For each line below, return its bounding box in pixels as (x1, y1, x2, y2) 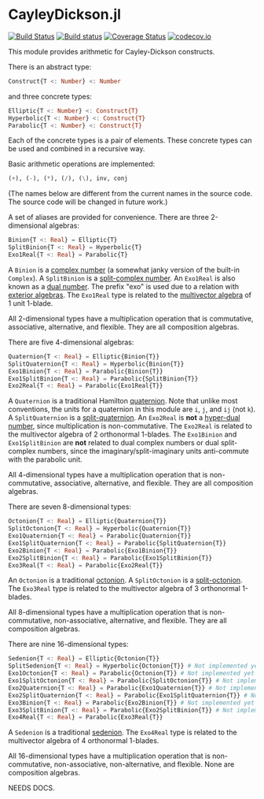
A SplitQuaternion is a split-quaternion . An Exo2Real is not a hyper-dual (8, 413, 240, 422)
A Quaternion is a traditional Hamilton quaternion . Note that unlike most (8, 396, 238, 406)
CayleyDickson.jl (8, 6, 122, 24)
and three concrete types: (8, 91, 93, 101)
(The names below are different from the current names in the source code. (8, 189, 253, 199)
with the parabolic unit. (8, 455, 82, 464)
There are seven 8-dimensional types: (8, 502, 132, 511)
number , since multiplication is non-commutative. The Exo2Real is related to (8, 422, 253, 431)
